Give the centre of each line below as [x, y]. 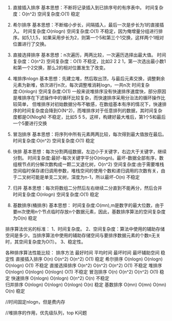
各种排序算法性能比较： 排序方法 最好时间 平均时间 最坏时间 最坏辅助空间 [82, 253]
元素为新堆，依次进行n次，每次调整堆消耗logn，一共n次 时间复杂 [81, 85]
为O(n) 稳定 [25, 218]
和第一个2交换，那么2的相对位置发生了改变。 [60, 68]
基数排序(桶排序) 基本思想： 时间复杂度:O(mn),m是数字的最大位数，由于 [88, 205]
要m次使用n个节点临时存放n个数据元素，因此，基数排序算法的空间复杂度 [89, 212]
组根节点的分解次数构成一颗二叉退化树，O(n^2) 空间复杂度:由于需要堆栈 [89, 164]
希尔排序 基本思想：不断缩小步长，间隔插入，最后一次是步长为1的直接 [86, 25]
